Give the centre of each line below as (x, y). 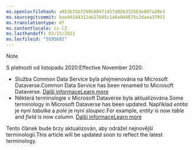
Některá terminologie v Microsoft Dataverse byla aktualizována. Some (99, 98)
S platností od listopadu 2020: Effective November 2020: (75, 68)
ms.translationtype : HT (35, 23)
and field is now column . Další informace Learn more (78, 117)
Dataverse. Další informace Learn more (62, 92)
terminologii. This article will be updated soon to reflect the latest (85, 135)
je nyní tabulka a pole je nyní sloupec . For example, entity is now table (99, 111)
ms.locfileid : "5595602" (37, 39)
